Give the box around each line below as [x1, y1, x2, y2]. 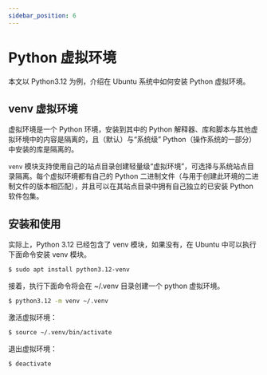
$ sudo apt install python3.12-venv [8, 266, 130, 274]
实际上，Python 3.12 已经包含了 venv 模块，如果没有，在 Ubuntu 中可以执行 [8, 240, 257, 250]
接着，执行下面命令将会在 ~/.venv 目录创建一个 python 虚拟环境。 [8, 281, 225, 291]
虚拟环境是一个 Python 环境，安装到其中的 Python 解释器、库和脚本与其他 [8, 124, 251, 134]
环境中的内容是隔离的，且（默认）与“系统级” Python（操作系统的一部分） [14, 135, 257, 144]
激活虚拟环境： [8, 312, 57, 322]
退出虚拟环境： [8, 344, 57, 353]
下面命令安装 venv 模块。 [8, 250, 92, 259]
